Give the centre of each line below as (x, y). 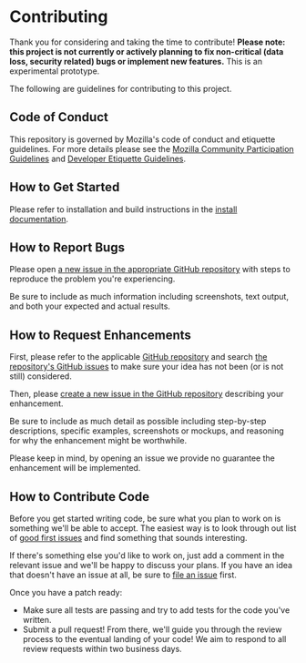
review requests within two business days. (102, 649)
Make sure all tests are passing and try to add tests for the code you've (156, 610)
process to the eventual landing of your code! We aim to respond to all (154, 639)
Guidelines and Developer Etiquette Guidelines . (98, 158)
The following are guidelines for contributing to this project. (121, 88)
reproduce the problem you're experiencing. (92, 279)
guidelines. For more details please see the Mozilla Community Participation (152, 148)
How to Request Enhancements (100, 335)
